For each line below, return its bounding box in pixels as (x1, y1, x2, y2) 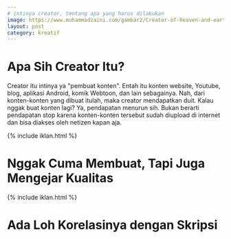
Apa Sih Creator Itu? (7, 59, 125, 74)
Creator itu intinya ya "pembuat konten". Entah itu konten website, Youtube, (7, 82, 221, 90)
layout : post (7, 23, 45, 30)
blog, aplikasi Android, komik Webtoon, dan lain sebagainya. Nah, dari (7, 89, 205, 97)
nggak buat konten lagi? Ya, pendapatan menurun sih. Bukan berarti (7, 104, 199, 112)
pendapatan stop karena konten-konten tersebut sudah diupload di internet (7, 111, 221, 119)
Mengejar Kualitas (7, 170, 113, 186)
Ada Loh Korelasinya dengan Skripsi (7, 218, 218, 233)
